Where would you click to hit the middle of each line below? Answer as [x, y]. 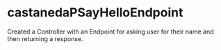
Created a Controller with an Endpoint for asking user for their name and [110, 32]
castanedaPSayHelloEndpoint [95, 13]
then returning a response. [45, 38]
